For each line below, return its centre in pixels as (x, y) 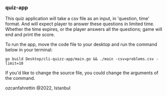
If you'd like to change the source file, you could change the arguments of (82, 73)
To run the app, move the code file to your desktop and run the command (81, 44)
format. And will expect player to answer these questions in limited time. (80, 24)
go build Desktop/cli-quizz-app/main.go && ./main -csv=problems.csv (80, 59)
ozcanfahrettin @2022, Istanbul (38, 88)
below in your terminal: (29, 50)
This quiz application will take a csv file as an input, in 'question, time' (77, 19)
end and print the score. (30, 35)
